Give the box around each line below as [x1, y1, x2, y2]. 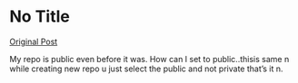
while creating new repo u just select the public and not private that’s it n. [9, 63, 283, 74]
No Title [9, 6, 71, 27]
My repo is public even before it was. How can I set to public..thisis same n [9, 53, 290, 64]
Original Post [9, 36, 58, 47]
